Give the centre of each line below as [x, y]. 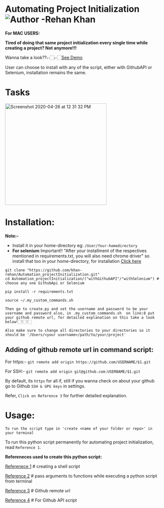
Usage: [20, 415]
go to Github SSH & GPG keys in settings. [45, 386]
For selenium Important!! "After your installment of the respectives [79, 251]
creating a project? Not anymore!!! [41, 48]
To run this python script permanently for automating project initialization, [79, 442]
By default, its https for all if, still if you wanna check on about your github [80, 381]
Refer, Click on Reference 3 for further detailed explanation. [66, 395]
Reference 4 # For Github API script [41, 500]
